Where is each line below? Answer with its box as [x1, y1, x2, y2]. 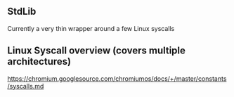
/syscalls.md [7, 82, 44, 90]
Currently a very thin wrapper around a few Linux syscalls [7, 24, 175, 32]
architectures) [7, 56, 72, 67]
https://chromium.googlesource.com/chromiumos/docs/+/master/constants [7, 74, 227, 83]
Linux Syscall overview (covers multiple [7, 45, 186, 57]
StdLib [7, 6, 37, 18]
